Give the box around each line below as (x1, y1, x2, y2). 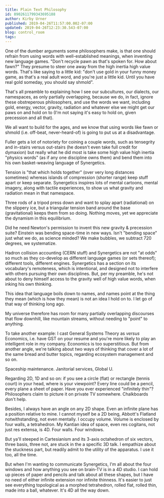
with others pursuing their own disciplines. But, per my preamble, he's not (5, 271, 154, 276)
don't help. (5, 396, 27, 402)
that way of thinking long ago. (5, 301, 65, 307)
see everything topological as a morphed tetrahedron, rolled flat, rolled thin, (5, 482, 157, 488)
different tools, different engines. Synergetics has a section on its (5, 260, 136, 266)
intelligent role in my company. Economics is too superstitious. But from (5, 341, 149, 347)
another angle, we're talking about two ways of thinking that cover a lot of (5, 346, 154, 352)
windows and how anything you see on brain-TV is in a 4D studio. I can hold (5, 466, 158, 472)
